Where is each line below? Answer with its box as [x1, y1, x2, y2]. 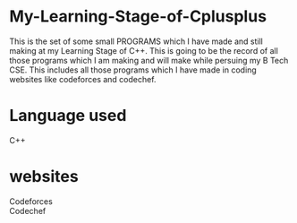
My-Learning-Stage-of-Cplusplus [9, 6, 267, 27]
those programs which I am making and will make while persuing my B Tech [9, 55, 289, 65]
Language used [9, 106, 127, 126]
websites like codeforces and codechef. [9, 73, 157, 84]
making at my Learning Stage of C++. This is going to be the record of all [9, 45, 279, 56]
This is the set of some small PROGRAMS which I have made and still [9, 36, 264, 47]
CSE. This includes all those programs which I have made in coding [9, 64, 257, 75]
